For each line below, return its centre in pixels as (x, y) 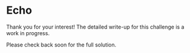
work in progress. (28, 33)
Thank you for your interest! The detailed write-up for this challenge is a (95, 27)
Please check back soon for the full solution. (61, 45)
